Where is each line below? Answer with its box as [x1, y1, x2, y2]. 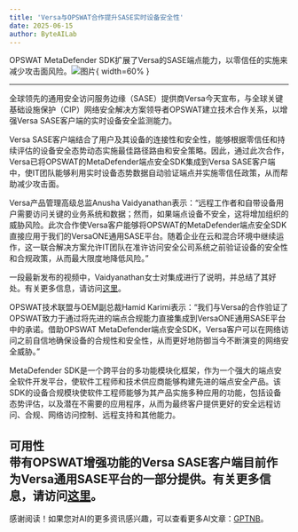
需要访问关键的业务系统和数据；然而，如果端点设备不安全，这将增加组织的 [16, 209, 289, 219]
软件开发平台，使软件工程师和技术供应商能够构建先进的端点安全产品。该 [16, 377, 281, 387]
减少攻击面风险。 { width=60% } [9, 66, 150, 76]
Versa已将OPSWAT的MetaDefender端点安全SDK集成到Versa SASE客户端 [9, 156, 276, 167]
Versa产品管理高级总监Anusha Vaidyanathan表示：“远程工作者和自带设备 [9, 197, 277, 209]
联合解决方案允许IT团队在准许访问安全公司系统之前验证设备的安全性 [39, 242, 288, 253]
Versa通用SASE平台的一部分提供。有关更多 [20, 472, 260, 487]
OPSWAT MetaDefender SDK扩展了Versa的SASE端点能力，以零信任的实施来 [9, 55, 288, 66]
